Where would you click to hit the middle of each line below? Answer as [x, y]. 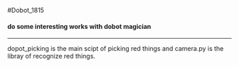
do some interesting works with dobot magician [79, 26]
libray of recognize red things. [52, 56]
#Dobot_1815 [26, 10]
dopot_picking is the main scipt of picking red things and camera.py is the [116, 49]
